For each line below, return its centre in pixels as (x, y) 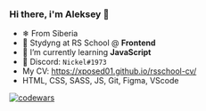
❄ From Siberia (50, 34)
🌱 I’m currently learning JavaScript (87, 52)
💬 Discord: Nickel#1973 (64, 62)
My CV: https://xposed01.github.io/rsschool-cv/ (109, 71)
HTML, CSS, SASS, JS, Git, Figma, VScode (100, 81)
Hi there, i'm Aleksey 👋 (59, 14)
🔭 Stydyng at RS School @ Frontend (89, 43)
